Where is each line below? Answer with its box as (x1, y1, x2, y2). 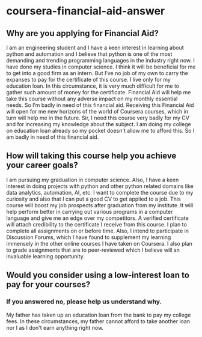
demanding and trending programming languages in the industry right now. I (6, 57, 195, 64)
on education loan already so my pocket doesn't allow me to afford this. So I (6, 127, 195, 134)
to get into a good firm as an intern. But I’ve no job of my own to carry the (6, 70, 188, 76)
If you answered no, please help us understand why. (6, 297, 162, 306)
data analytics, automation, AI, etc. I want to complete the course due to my (6, 189, 194, 196)
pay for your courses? (6, 279, 91, 290)
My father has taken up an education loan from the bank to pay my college (6, 311, 191, 318)
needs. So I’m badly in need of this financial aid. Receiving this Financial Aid (6, 102, 194, 109)
